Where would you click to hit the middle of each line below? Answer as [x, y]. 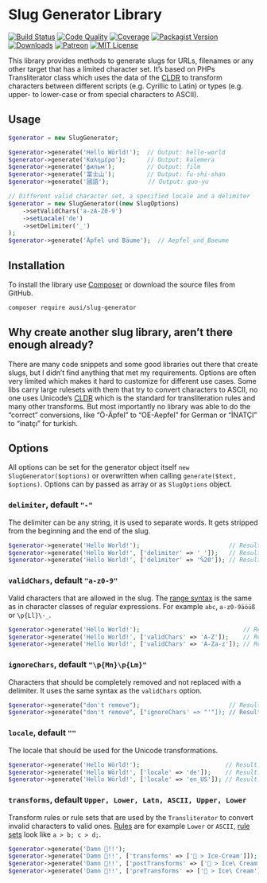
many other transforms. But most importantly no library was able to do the [130, 406]
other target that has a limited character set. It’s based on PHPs [112, 68]
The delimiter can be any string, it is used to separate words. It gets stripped [133, 522]
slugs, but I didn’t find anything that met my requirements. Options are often [132, 373]
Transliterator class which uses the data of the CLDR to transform [115, 77]
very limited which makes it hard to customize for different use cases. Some [132, 381]
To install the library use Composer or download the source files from [122, 284]
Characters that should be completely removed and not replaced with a [125, 682]
